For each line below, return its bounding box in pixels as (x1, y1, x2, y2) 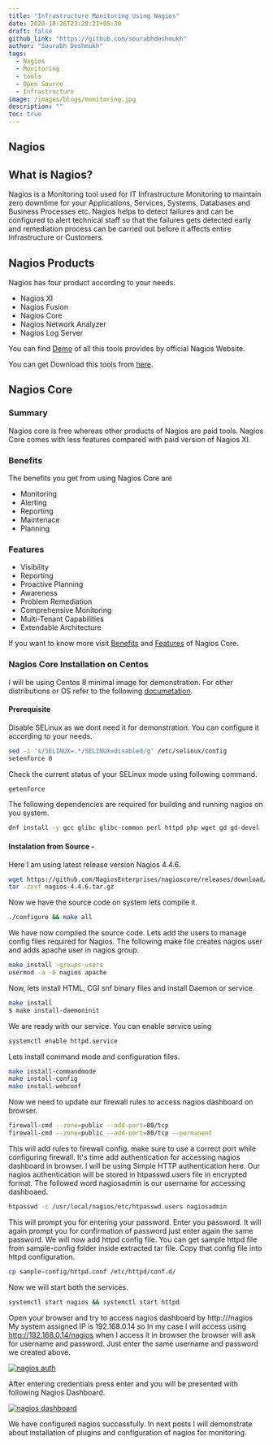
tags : (8, 50, 27, 58)
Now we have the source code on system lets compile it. (8, 897, 197, 907)
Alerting (19, 497, 47, 507)
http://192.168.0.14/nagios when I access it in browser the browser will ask (8, 1330, 256, 1339)
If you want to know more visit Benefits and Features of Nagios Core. (8, 639, 240, 649)
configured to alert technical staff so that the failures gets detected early (8, 215, 252, 225)
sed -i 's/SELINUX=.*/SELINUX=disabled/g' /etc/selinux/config (8, 747, 227, 755)
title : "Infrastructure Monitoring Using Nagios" (8, 11, 180, 20)
